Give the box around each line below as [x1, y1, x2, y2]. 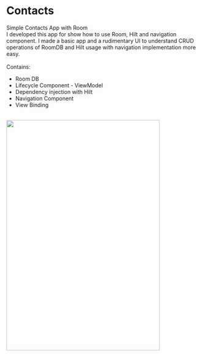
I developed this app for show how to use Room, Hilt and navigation [6, 30, 177, 37]
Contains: [6, 63, 31, 71]
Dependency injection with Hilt [15, 88, 93, 95]
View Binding [15, 101, 49, 108]
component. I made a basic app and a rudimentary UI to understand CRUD [6, 37, 194, 44]
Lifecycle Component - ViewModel [15, 81, 103, 89]
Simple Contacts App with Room [6, 24, 88, 31]
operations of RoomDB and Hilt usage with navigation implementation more [6, 44, 196, 51]
